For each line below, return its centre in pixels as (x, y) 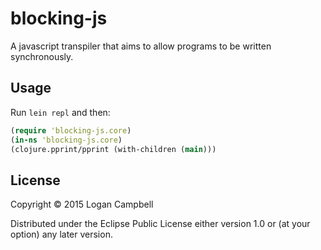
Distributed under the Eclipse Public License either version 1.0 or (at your (160, 224)
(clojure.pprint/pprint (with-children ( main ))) (113, 149)
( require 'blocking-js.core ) (71, 130)
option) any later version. (61, 234)
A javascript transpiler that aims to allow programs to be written (141, 46)
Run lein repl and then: (60, 112)
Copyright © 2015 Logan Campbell (82, 204)
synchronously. (42, 56)
